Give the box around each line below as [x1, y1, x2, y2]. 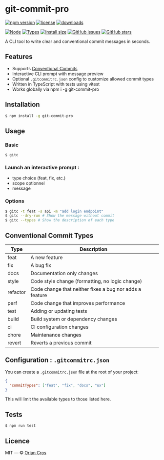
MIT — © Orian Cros [5, 450, 46, 456]
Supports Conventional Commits [12, 65, 78, 71]
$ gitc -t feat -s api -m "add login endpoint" [5, 209, 104, 214]
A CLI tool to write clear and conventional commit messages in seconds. [5, 38, 150, 44]
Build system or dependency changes [30, 316, 117, 322]
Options [5, 198, 24, 204]
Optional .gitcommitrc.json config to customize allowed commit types [12, 76, 154, 81]
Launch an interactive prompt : [5, 164, 80, 171]
